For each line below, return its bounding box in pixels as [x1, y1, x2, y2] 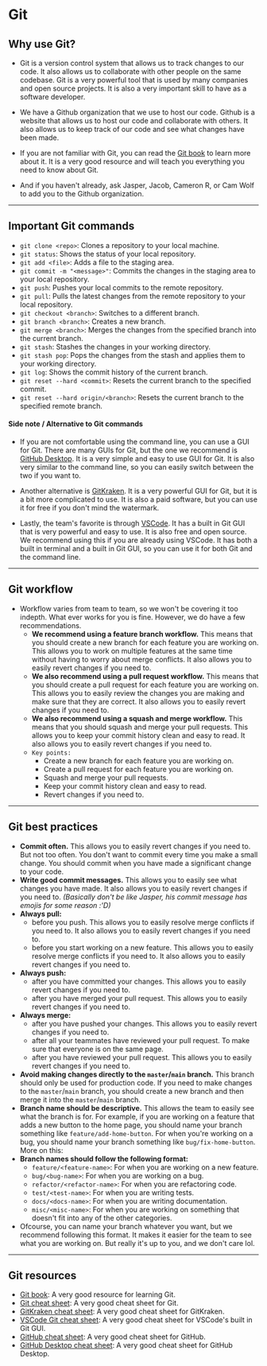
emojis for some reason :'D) [19, 900, 111, 910]
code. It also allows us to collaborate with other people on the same [19, 67, 242, 76]
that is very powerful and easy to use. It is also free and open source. [19, 527, 247, 537]
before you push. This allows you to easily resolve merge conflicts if [31, 917, 255, 927]
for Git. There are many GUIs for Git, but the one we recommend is [19, 445, 238, 455]
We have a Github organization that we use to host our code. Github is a [19, 107, 256, 117]
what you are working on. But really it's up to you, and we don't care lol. [19, 1238, 256, 1248]
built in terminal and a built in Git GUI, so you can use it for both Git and [19, 544, 253, 553]
